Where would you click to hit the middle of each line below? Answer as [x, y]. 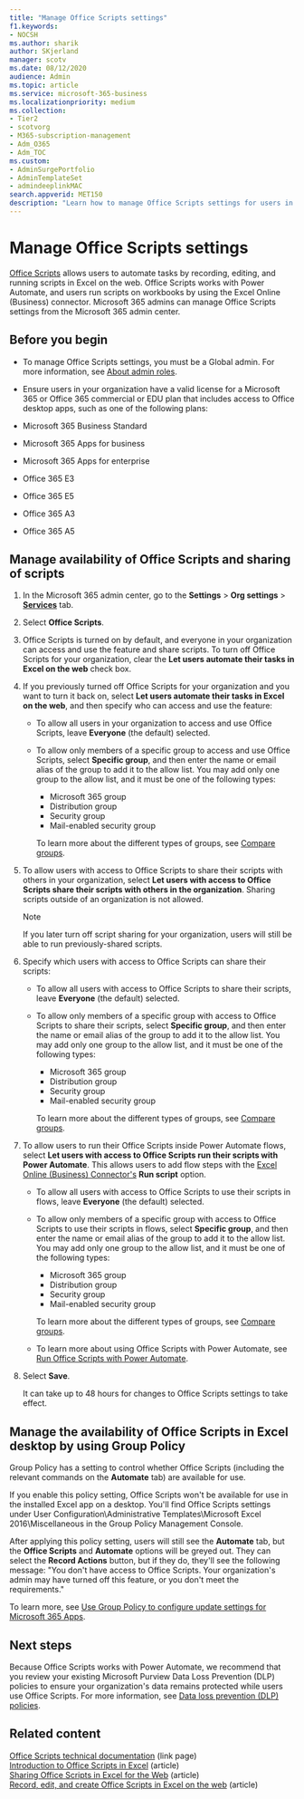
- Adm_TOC [28, 152]
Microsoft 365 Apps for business [84, 443]
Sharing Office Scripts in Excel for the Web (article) [104, 1775]
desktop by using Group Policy [97, 1446]
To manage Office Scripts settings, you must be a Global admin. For [148, 361]
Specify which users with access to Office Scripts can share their [144, 962]
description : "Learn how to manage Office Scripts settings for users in [152, 203]
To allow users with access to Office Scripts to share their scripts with [152, 871]
